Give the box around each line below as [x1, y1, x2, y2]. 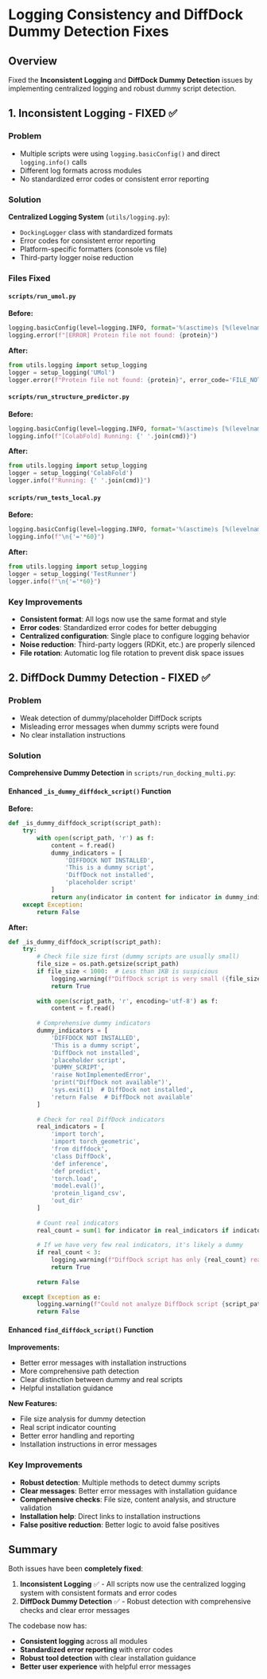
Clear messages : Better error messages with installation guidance [19, 1486, 238, 1495]
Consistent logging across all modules [19, 1637, 148, 1646]
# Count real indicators [37, 1219, 119, 1227]
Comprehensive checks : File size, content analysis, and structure [19, 1494, 237, 1504]
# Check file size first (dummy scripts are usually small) [37, 952, 240, 960]
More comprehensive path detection [19, 1366, 139, 1376]
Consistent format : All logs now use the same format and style [19, 614, 226, 624]
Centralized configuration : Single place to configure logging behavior [19, 631, 250, 641]
